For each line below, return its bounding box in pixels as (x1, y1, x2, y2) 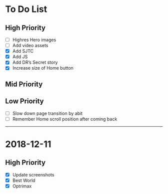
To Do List (5, 4, 47, 15)
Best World (12, 177, 35, 183)
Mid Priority (5, 80, 43, 88)
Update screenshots (12, 171, 54, 177)
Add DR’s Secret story (12, 59, 58, 66)
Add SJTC (12, 48, 34, 54)
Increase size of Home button (12, 65, 74, 71)
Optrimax (12, 183, 32, 189)
